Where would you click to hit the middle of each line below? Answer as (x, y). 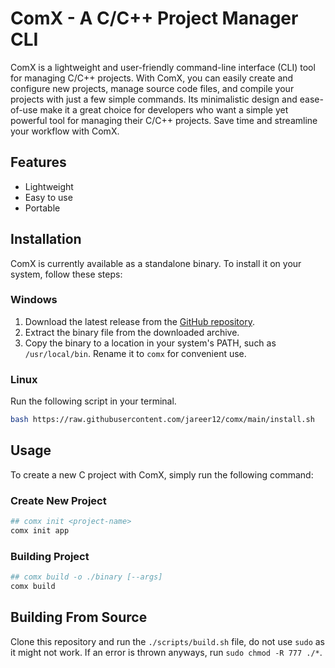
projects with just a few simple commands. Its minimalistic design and (154, 99)
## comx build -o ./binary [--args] (86, 577)
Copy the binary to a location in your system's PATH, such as (150, 343)
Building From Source (79, 617)
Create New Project (58, 500)
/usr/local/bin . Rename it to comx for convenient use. (135, 353)
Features (38, 162)
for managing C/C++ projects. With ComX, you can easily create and (152, 78)
